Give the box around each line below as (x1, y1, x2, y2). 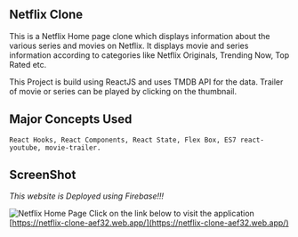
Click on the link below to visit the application (88, 208, 255, 219)
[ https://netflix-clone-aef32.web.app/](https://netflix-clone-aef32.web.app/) (9, 217, 289, 228)
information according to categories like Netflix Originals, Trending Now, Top (9, 49, 290, 61)
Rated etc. (9, 59, 47, 69)
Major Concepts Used (9, 111, 133, 127)
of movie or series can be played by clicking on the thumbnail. (9, 86, 238, 96)
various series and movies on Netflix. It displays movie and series (9, 40, 249, 51)
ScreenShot (9, 168, 77, 183)
